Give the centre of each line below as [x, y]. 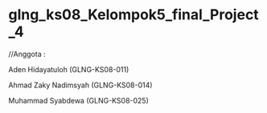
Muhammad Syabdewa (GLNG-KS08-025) [78, 100]
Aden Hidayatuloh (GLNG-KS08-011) [69, 69]
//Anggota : [27, 54]
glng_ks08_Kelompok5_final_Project [133, 15]
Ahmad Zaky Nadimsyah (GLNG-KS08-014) [80, 85]
